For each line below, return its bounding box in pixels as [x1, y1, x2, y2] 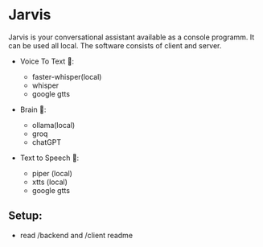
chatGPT [31, 137, 62, 146]
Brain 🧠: [19, 105, 47, 114]
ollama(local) [31, 120, 76, 130]
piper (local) [31, 168, 72, 178]
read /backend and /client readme [19, 230, 134, 240]
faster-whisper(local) [31, 72, 102, 81]
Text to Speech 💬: [19, 153, 80, 163]
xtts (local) [31, 177, 68, 187]
